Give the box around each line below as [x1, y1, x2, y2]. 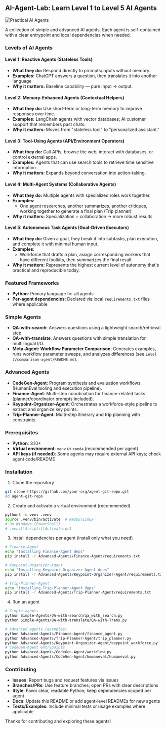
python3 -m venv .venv [5, 512, 52, 517]
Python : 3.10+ [12, 440, 41, 446]
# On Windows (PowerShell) [5, 521, 61, 526]
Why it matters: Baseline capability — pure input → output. [12, 83, 133, 89]
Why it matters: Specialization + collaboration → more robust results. [12, 213, 154, 219]
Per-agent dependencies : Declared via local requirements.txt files [12, 296, 150, 302]
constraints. [12, 416, 37, 422]
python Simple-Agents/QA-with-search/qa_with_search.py [5, 613, 123, 618]
